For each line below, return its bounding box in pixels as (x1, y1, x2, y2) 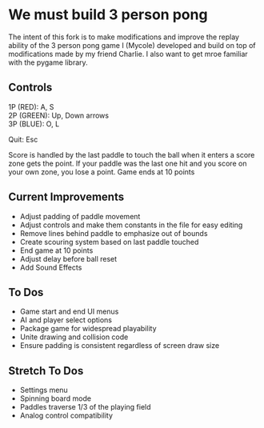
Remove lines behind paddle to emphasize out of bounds (19, 228, 208, 238)
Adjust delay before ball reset (19, 254, 118, 263)
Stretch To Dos (8, 364, 84, 378)
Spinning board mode (19, 394, 92, 403)
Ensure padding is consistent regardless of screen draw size (19, 341, 220, 350)
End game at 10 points (19, 246, 94, 255)
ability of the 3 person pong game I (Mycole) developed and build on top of (8, 40, 256, 50)
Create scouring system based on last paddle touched (19, 237, 199, 246)
